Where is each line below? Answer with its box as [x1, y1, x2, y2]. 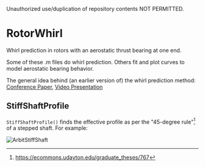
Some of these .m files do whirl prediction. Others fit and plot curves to [6, 58, 185, 66]
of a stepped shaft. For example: [6, 124, 88, 132]
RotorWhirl [6, 27, 63, 40]
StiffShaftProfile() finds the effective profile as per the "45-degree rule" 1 [6, 117, 196, 126]
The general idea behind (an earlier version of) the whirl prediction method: [6, 76, 196, 84]
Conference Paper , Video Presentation [6, 83, 103, 90]
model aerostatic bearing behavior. [6, 65, 95, 72]
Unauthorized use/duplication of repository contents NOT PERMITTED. [6, 5, 184, 12]
